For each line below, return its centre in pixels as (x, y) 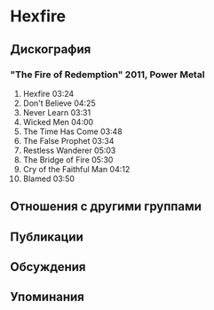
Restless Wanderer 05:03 (69, 150)
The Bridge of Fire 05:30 (68, 159)
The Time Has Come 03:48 (72, 131)
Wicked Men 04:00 (58, 122)
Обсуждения (48, 267)
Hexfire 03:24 (48, 93)
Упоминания (48, 297)
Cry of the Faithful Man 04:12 (76, 169)
